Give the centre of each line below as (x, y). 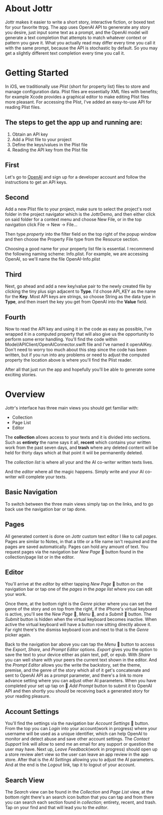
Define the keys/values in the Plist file (50, 144)
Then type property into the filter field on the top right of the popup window (81, 234)
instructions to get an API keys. (36, 182)
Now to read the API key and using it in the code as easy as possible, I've (78, 329)
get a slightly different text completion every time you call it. (65, 53)
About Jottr (29, 9)
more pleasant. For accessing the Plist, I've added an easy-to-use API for (78, 102)
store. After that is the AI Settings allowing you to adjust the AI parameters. (80, 760)
